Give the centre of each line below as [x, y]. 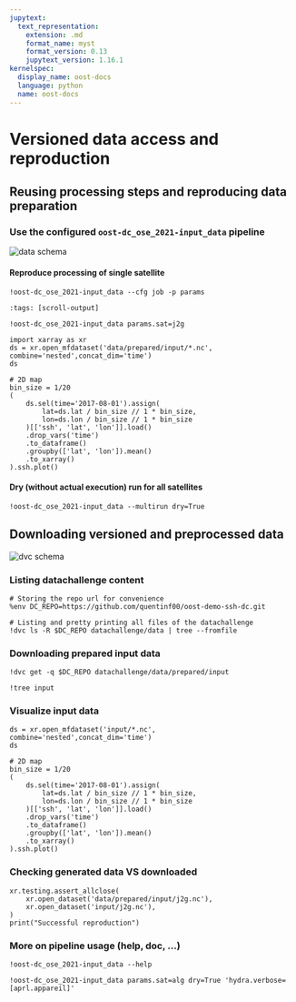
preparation [44, 206]
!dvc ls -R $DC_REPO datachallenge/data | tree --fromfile [123, 630]
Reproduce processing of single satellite [87, 272]
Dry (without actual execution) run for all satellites [106, 487]
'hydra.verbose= [255, 981]
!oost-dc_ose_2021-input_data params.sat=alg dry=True [115, 981]
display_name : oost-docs [64, 77]
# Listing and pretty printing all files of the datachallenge [132, 622]
